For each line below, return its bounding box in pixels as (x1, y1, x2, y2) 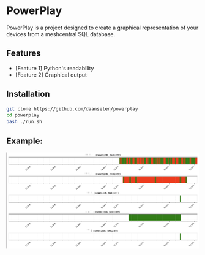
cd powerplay (6, 112, 40, 118)
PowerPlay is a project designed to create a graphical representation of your (6, 24, 199, 31)
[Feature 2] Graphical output (15, 71, 88, 78)
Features (6, 48, 41, 59)
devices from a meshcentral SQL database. (6, 30, 116, 37)
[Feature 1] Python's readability (15, 64, 94, 72)
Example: (6, 135, 43, 146)
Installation (6, 89, 50, 99)
